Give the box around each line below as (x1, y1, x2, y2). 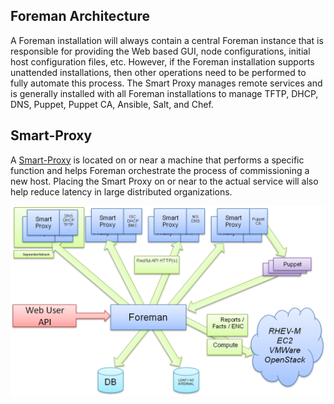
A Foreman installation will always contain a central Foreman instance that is (10, 34, 324, 46)
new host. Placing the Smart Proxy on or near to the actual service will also (10, 175, 319, 187)
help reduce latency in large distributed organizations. (10, 185, 233, 198)
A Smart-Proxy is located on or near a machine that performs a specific (10, 154, 305, 166)
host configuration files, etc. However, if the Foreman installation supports (10, 55, 315, 68)
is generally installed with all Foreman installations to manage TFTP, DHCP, (10, 87, 319, 99)
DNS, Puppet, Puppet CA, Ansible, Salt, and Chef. (10, 98, 214, 110)
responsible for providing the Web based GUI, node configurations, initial (10, 45, 311, 57)
